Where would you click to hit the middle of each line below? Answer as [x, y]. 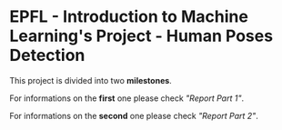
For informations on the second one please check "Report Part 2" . [134, 115]
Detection [47, 55]
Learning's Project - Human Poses [141, 36]
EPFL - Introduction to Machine [129, 17]
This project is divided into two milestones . [91, 80]
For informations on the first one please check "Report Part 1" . [126, 98]
